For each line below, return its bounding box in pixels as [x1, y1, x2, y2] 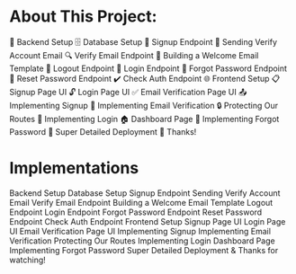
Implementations [9, 158, 139, 179]
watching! [9, 254, 47, 265]
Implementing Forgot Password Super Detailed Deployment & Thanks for [9, 244, 279, 255]
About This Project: [9, 6, 157, 27]
